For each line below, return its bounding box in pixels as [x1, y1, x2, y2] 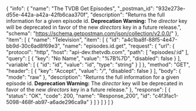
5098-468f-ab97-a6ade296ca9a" [6, 99, 89, 105]
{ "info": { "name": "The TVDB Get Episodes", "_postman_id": [6, 5, 155, 12]
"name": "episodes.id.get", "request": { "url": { [62, 42, 175, 49]
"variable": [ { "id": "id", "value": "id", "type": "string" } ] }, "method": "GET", [6, 61, 190, 68]
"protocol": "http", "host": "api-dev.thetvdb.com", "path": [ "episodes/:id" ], [6, 49, 189, 55]
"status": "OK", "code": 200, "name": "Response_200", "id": [6, 92, 152, 99]
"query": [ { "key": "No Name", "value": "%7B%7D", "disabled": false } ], [6, 55, 181, 62]
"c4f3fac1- [152, 92, 179, 99]
